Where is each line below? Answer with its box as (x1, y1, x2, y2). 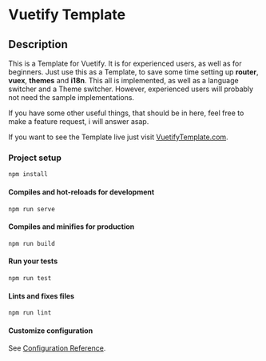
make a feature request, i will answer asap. (8, 117, 149, 126)
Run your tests (8, 256, 58, 266)
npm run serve (8, 205, 56, 213)
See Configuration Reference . (8, 343, 106, 353)
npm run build (8, 239, 56, 247)
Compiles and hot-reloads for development (8, 187, 155, 197)
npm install (8, 170, 48, 178)
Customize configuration (8, 326, 93, 335)
